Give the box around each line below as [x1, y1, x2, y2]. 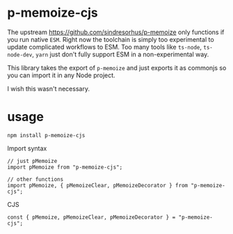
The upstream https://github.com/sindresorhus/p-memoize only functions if [7, 28, 225, 36]
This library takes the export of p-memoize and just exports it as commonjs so [7, 63, 227, 72]
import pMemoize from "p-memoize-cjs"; [7, 164, 123, 171]
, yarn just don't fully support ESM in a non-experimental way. [32, 50, 209, 58]
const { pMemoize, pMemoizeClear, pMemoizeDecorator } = [7, 214, 176, 221]
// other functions [7, 175, 64, 182]
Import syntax [7, 144, 47, 153]
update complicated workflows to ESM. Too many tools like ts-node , [7, 42, 202, 51]
